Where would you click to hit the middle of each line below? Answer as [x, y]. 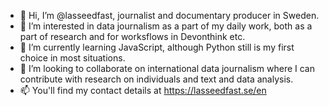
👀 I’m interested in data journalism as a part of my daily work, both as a [166, 26]
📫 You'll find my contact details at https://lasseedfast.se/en [143, 90]
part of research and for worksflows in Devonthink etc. [132, 36]
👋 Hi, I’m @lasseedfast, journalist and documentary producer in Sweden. [169, 15]
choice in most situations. [72, 58]
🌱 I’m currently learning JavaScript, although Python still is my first [157, 47]
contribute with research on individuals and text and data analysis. [156, 79]
